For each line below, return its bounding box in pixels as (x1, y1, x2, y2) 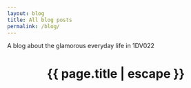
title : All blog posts (7, 16, 72, 23)
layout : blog (7, 10, 45, 17)
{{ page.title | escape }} (47, 66, 185, 81)
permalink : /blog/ (7, 23, 60, 30)
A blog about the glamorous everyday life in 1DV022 (7, 42, 155, 50)
